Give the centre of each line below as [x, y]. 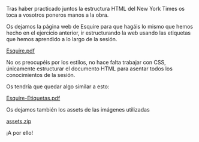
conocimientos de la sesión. [41, 75]
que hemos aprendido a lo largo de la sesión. [62, 39]
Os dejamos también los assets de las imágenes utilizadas [78, 109]
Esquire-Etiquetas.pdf [33, 98]
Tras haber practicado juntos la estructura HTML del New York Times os [96, 9]
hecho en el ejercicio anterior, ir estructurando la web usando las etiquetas [98, 33]
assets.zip [19, 121]
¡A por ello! [20, 133]
